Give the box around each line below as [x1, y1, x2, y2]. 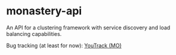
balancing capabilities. [6, 30, 62, 37]
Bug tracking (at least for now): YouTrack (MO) [6, 42, 122, 49]
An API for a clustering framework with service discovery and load [6, 24, 171, 31]
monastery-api [6, 4, 82, 18]
